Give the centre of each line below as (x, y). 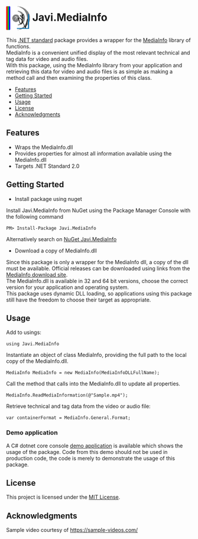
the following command (35, 216)
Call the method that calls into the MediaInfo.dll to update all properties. (93, 384)
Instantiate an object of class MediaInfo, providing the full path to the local (97, 355)
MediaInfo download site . (37, 274)
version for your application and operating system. (67, 287)
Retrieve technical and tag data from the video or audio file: (78, 406)
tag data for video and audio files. (47, 59)
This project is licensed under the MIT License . (63, 497)
